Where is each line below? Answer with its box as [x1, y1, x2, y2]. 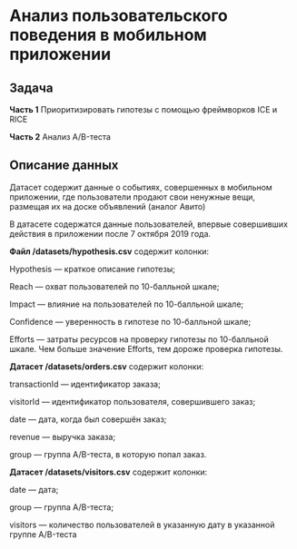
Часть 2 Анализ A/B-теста [9, 132, 112, 142]
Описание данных [9, 158, 119, 173]
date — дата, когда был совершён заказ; [9, 414, 167, 425]
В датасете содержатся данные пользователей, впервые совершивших [9, 219, 289, 230]
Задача [9, 80, 54, 95]
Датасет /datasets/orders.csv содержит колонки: [9, 360, 204, 372]
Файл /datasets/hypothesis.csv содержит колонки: [9, 246, 210, 257]
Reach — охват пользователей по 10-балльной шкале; [9, 280, 220, 291]
